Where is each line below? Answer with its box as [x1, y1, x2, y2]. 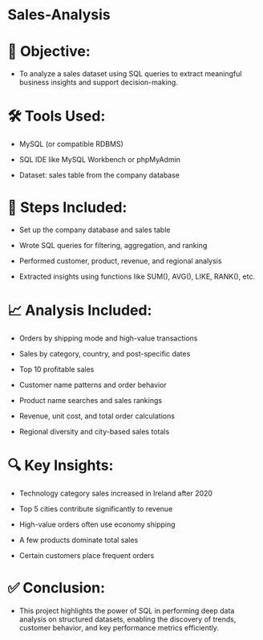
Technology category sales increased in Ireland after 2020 [18, 488, 213, 498]
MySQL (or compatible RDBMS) [18, 139, 123, 149]
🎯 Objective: [7, 43, 91, 61]
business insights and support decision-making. [18, 78, 178, 88]
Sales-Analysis [7, 6, 111, 24]
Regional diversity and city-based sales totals [18, 426, 170, 436]
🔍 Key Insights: [7, 456, 114, 475]
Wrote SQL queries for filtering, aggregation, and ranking [18, 241, 208, 250]
